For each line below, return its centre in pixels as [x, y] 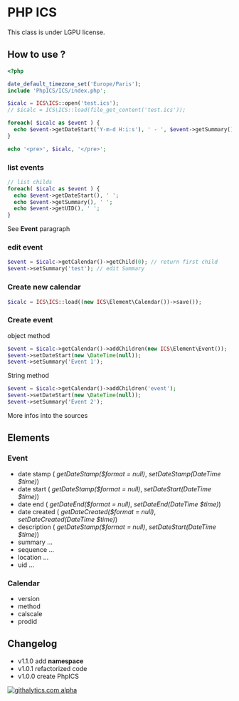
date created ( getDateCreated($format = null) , [87, 511]
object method [29, 335]
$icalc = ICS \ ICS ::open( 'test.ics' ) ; [63, 103]
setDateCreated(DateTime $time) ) [68, 519]
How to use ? [37, 55]
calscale [30, 613]
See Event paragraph [39, 229]
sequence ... [36, 549]
